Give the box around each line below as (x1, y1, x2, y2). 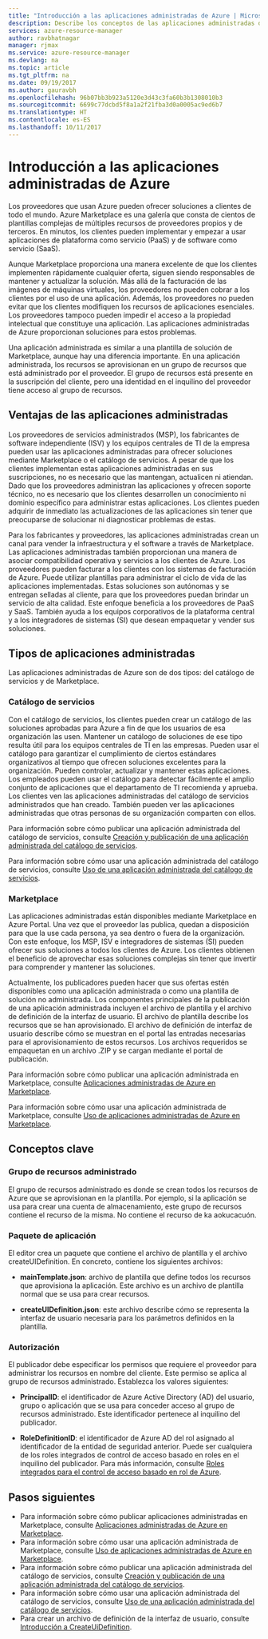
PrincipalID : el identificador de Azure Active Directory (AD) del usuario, (19, 1393, 255, 1402)
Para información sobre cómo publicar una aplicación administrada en (8, 1069, 239, 1079)
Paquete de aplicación (8, 1229, 97, 1241)
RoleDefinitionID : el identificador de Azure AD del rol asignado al (19, 1433, 235, 1443)
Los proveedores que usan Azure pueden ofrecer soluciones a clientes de (8, 201, 252, 210)
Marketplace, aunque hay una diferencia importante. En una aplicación (8, 351, 241, 361)
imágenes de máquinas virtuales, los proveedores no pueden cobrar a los (8, 285, 250, 294)
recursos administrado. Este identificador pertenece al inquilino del (19, 1409, 241, 1419)
